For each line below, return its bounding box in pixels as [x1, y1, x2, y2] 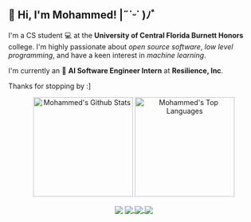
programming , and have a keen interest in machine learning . [8, 50, 206, 60]
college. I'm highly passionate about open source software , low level [8, 41, 233, 51]
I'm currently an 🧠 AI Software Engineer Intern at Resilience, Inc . [8, 65, 224, 75]
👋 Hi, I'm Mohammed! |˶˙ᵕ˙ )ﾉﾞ [8, 8, 157, 22]
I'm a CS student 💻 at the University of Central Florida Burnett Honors [8, 30, 244, 40]
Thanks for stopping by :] [8, 81, 92, 91]
